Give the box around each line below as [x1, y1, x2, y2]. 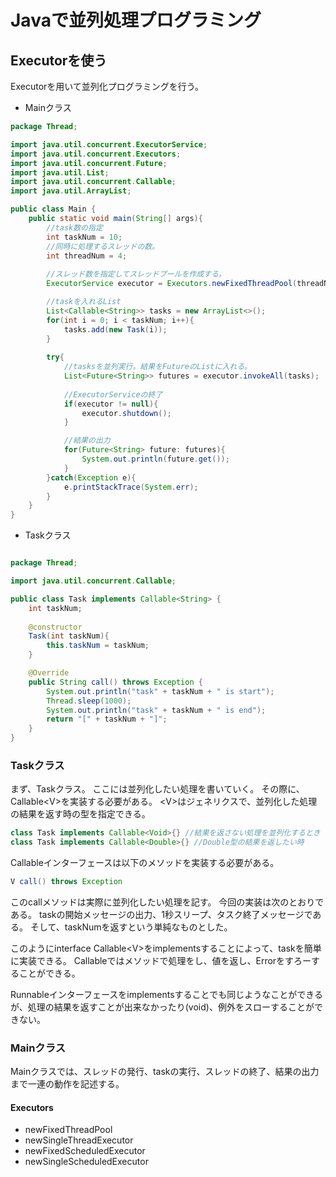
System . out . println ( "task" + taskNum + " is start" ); [46, 686, 275, 696]
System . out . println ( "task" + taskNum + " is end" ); [46, 705, 267, 715]
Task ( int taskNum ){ [28, 631, 110, 641]
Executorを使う [10, 52, 108, 69]
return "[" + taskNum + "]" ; [46, 714, 168, 725]
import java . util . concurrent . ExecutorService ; [10, 139, 208, 150]
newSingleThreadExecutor [24, 1134, 134, 1146]
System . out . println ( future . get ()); [81, 454, 230, 464]
